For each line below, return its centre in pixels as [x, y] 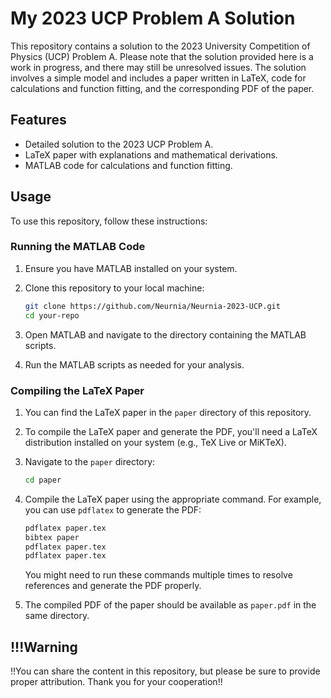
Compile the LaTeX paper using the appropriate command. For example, [173, 499]
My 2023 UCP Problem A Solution [153, 18]
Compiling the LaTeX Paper [77, 390]
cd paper [43, 480]
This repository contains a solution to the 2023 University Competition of [160, 46]
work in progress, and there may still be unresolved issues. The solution [158, 67]
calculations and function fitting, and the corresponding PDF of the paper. [162, 88]
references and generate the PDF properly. [113, 586]
